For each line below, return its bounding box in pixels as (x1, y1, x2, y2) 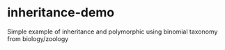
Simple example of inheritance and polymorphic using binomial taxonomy (7, 27, 218, 36)
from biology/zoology (7, 34, 69, 42)
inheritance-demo (7, 5, 115, 21)
